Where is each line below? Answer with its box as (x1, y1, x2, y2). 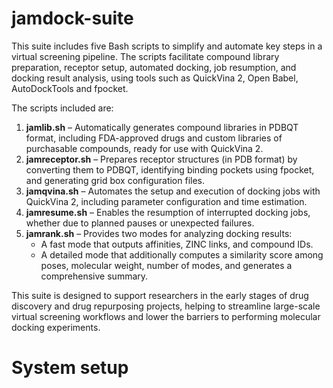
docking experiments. (11, 321, 101, 333)
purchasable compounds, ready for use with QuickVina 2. (25, 142, 264, 154)
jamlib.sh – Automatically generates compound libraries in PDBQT (25, 121, 299, 133)
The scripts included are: (11, 102, 114, 114)
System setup (11, 357, 129, 379)
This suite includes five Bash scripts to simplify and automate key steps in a (11, 40, 323, 52)
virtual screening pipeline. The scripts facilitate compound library (11, 50, 280, 62)
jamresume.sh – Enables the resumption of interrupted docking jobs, (25, 206, 311, 218)
